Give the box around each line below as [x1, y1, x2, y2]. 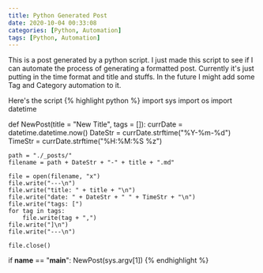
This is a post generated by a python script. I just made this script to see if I [8, 55, 254, 65]
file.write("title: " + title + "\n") [8, 187, 136, 195]
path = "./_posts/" [8, 152, 73, 160]
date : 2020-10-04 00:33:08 [8, 19, 97, 27]
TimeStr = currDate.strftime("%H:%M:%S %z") [8, 136, 163, 146]
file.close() [8, 242, 51, 250]
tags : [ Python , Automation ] [8, 33, 101, 42]
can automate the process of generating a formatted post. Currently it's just [8, 64, 254, 74]
